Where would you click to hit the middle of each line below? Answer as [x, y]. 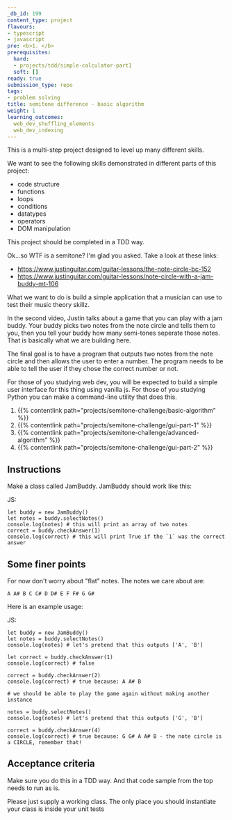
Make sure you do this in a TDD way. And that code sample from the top [110, 780]
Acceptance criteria [51, 764]
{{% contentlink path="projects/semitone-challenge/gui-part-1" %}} [115, 425]
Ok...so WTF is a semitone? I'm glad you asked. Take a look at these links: [113, 255]
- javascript [26, 40]
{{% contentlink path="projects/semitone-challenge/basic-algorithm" [117, 411]
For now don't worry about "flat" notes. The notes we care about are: [106, 581]
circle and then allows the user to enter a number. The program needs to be [115, 361]
